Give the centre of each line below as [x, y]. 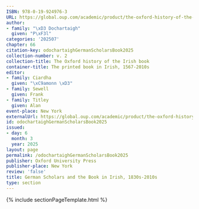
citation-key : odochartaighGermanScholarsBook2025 [70, 50]
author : [16, 23]
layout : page [22, 150]
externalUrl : [22, 116]
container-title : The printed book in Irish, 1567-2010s [78, 67]
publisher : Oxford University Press [51, 161]
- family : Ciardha [29, 78]
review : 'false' [26, 172]
